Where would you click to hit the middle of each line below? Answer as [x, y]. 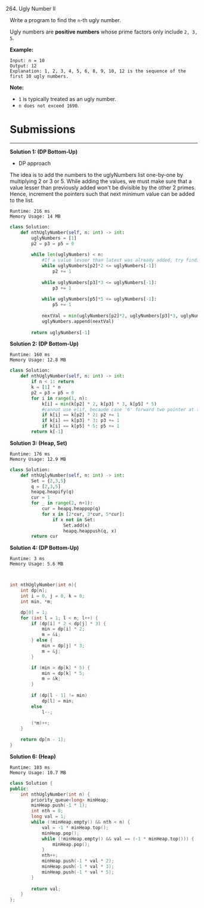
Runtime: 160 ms [30, 355]
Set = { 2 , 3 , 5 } [49, 481]
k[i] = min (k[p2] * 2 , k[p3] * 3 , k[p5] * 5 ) [99, 404]
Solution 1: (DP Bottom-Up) [44, 151]
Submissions [43, 129]
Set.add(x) [76, 525]
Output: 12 [23, 66]
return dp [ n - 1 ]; [43, 740]
